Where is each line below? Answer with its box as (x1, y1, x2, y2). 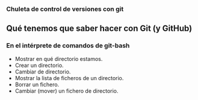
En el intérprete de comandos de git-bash (6, 42, 130, 50)
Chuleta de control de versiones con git (6, 5, 124, 13)
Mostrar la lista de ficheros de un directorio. (14, 74, 124, 81)
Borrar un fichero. (14, 81, 60, 88)
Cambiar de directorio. (14, 68, 71, 75)
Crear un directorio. (14, 61, 64, 69)
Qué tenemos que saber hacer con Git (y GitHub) (6, 23, 193, 34)
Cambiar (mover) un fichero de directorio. (14, 87, 119, 95)
